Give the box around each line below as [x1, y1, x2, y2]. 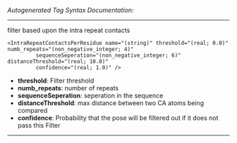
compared [17, 107, 48, 114]
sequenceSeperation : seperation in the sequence [17, 91, 164, 100]
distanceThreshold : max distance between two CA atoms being [17, 99, 205, 107]
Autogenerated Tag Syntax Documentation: [7, 6, 134, 14]
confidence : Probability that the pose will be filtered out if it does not [17, 114, 219, 122]
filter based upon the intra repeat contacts [7, 26, 130, 34]
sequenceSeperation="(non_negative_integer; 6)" [35, 52, 181, 59]
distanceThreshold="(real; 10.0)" [7, 58, 109, 65]
